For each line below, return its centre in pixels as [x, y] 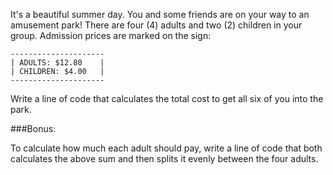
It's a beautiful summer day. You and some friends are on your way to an [160, 14]
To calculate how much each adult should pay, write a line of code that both [166, 148]
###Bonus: [33, 128]
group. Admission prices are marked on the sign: [111, 35]
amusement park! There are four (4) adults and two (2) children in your [156, 25]
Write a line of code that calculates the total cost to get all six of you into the [167, 98]
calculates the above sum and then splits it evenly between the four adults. [164, 158]
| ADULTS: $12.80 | [57, 63]
